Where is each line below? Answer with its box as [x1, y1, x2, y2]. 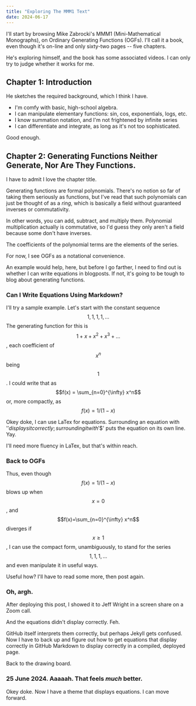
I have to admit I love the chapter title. [6, 176, 97, 183]
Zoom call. [6, 607, 32, 615]
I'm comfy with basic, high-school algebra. [14, 104, 118, 111]
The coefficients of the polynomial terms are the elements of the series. [6, 241, 179, 248]
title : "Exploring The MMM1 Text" [6, 8, 91, 15]
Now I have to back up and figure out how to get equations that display [6, 636, 177, 643]
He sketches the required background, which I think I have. [6, 93, 148, 100]
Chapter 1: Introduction [6, 77, 92, 87]
